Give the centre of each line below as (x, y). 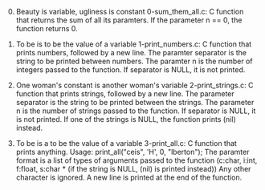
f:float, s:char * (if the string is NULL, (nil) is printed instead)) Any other (133, 169)
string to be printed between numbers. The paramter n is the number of (134, 61)
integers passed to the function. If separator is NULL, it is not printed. (130, 70)
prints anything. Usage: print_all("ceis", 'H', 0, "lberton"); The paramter (132, 152)
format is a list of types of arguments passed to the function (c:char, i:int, (137, 160)
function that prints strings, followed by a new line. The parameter (125, 94)
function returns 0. (47, 28)
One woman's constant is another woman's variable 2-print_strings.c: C (135, 85)
